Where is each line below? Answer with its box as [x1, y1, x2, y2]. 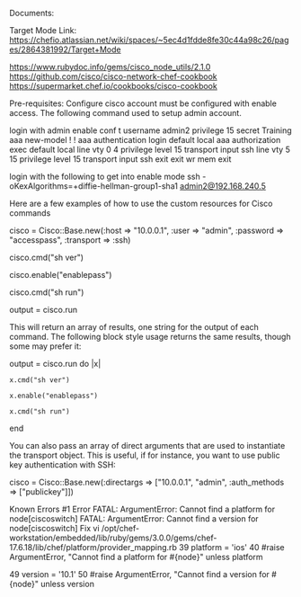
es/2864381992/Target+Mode [9, 44, 121, 55]
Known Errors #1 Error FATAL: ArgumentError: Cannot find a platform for [9, 503, 276, 514]
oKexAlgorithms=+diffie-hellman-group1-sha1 [9, 181, 178, 192]
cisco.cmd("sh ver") [9, 252, 84, 263]
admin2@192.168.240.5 [179, 181, 267, 192]
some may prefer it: [9, 341, 82, 352]
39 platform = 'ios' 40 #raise [179, 542, 285, 552]
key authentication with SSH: [9, 459, 117, 470]
